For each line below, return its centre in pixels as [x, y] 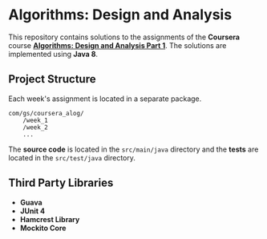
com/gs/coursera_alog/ [46, 113]
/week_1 [35, 120]
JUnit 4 [32, 211]
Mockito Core [43, 228]
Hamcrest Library [50, 219]
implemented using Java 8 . [53, 54]
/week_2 [35, 127]
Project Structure [52, 79]
